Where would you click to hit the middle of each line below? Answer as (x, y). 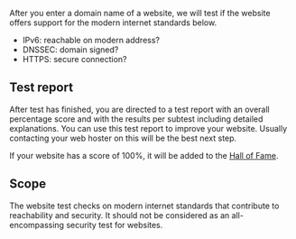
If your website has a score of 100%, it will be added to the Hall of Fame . (144, 155)
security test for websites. (115, 225)
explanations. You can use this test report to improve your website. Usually (148, 128)
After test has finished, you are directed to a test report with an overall (140, 109)
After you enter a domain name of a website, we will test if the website (140, 13)
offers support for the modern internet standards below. (113, 23)
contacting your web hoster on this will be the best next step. (123, 138)
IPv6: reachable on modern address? (91, 40)
